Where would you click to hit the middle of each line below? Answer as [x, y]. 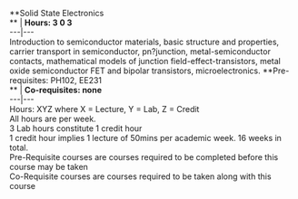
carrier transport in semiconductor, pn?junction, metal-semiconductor [140, 52]
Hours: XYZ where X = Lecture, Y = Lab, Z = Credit [104, 109]
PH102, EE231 [76, 80]
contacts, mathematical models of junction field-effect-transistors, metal [145, 61]
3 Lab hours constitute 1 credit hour [76, 128]
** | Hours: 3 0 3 [41, 23]
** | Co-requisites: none [56, 90]
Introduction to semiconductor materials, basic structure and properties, [144, 42]
